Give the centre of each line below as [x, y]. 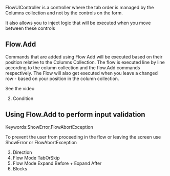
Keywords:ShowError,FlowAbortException [49, 127]
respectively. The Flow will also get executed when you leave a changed [81, 73]
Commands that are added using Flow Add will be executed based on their [84, 56]
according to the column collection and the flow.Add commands [73, 67]
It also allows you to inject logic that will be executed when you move [78, 23]
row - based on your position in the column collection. [62, 79]
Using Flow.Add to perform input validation [75, 115]
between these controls [30, 28]
